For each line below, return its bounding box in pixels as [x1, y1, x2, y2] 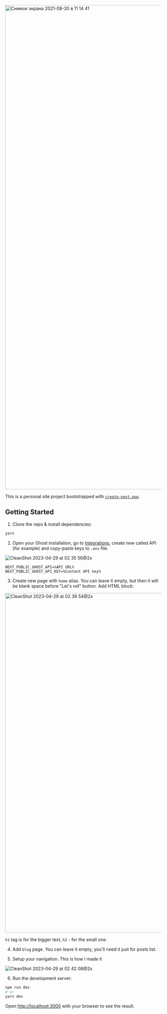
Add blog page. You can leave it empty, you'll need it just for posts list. [12, 946, 157, 952]
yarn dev [5, 994, 23, 999]
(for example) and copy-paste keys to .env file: [12, 545, 108, 551]
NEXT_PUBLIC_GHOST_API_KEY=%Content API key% [5, 569, 101, 574]
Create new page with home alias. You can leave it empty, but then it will [12, 578, 159, 584]
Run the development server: [12, 975, 72, 981]
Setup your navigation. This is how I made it [12, 956, 102, 962]
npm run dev [5, 985, 30, 990]
